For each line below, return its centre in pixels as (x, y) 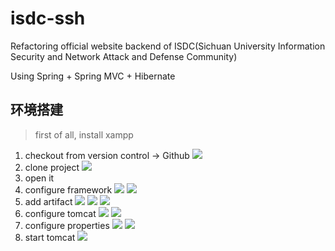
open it (39, 178)
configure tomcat (60, 213)
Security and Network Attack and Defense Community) (124, 56)
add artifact (48, 201)
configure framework (68, 189)
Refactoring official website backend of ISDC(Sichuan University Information (168, 46)
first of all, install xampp (84, 134)
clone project (52, 167)
